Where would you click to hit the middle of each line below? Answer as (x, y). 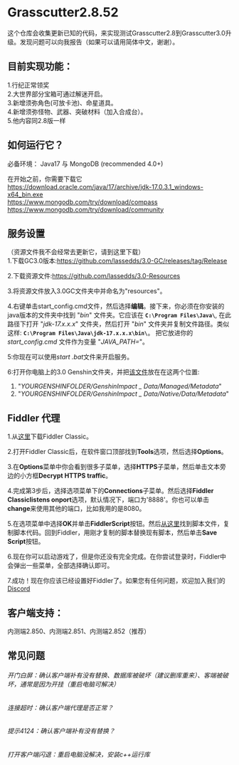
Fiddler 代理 (34, 418)
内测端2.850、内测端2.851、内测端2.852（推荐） (79, 631)
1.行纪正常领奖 (28, 85)
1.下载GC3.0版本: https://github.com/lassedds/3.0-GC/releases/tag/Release (117, 261)
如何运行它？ (36, 146)
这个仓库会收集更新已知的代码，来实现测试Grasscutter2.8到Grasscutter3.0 (116, 33)
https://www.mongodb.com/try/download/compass (83, 202)
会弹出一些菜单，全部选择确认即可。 (60, 566)
